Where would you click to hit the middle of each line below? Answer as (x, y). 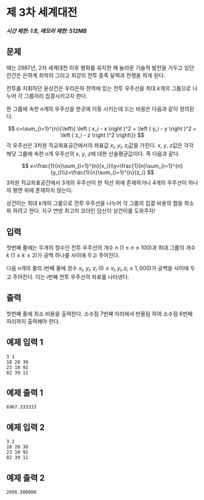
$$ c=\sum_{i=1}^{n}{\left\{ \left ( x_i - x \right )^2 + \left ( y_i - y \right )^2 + (102, 128)
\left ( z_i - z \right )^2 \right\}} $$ (102, 135)
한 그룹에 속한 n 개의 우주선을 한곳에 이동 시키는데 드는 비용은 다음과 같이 (92, 109)
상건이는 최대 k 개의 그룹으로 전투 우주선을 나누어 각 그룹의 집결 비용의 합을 (95, 203)
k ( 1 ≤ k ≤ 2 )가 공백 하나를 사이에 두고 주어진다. (63, 255)
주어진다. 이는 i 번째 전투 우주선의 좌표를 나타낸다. (71, 277)
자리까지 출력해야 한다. (33, 321)
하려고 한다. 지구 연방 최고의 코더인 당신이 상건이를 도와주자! (84, 211)
